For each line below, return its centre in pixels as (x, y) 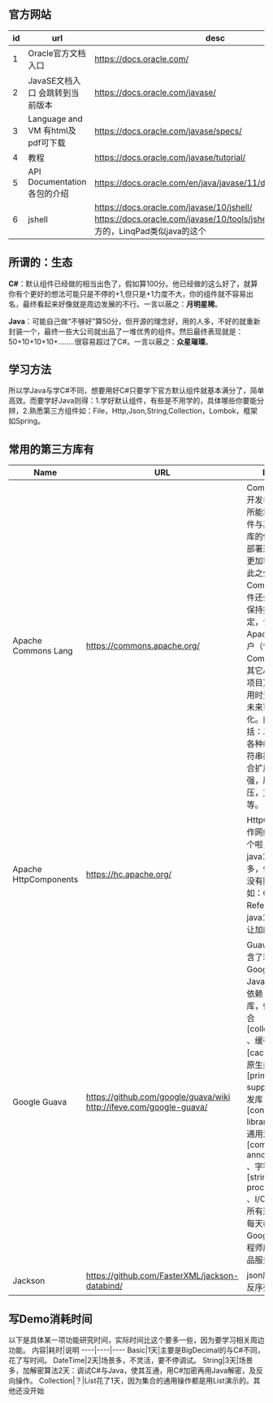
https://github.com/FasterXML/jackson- (162, 1276)
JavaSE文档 (50, 80)
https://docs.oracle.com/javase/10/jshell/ (173, 207)
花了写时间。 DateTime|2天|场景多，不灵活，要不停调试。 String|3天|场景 (131, 1361)
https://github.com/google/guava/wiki (158, 1097)
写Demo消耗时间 (50, 1319)
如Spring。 (27, 421)
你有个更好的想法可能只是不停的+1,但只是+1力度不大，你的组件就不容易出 (131, 293)
